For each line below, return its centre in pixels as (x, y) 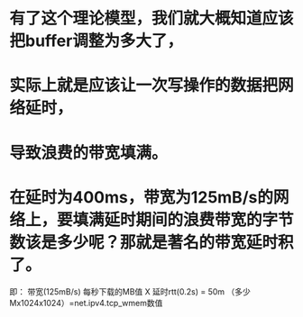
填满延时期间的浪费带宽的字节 (184, 219)
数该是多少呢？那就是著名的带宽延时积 (152, 242)
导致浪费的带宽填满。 (89, 153)
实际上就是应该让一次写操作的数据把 (144, 86)
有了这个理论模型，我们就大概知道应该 (152, 18)
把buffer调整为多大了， (96, 41)
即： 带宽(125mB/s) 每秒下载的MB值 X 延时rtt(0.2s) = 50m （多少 (130, 291)
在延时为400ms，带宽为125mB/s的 (141, 197)
